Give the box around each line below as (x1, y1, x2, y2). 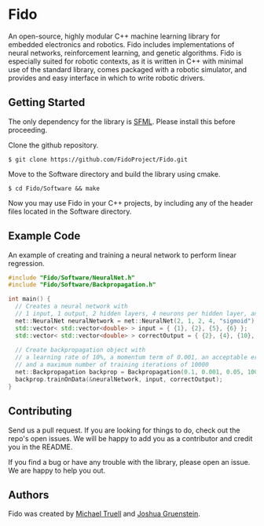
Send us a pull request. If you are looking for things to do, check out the (8, 426, 240, 435)
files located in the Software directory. (8, 206, 132, 216)
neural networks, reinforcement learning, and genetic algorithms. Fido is (8, 48, 242, 57)
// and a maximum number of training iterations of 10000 (15, 361, 210, 369)
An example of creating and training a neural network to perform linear (8, 250, 237, 260)
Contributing (8, 404, 72, 418)
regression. (8, 258, 45, 268)
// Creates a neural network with (15, 302, 128, 311)
